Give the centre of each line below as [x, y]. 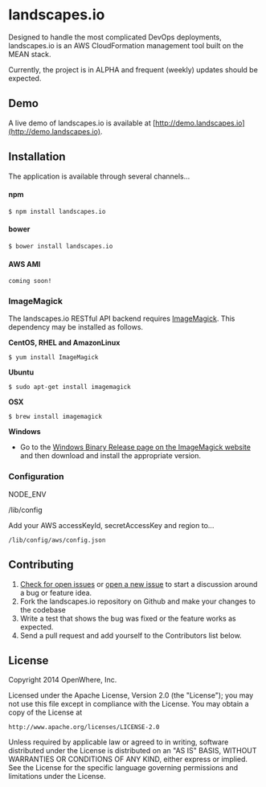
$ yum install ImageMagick [53, 358]
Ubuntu [21, 372]
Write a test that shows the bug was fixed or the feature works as [128, 618]
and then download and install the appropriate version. [110, 456]
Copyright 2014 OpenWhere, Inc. [63, 680]
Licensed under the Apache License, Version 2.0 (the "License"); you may [131, 695]
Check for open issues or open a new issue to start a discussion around [139, 584]
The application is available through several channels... [99, 176]
